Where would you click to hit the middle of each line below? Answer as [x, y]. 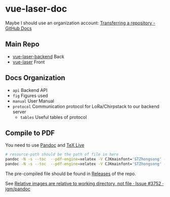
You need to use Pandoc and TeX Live [45, 145]
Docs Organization [35, 78]
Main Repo [22, 44]
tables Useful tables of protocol [53, 117]
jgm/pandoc [18, 189]
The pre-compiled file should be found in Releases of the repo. [71, 174]
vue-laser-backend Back [38, 56]
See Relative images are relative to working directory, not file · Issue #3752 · [84, 184]
